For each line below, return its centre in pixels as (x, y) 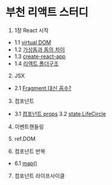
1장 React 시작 (31, 30)
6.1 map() (26, 163)
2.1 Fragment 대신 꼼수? (43, 88)
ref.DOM (25, 138)
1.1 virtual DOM (33, 42)
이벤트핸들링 (29, 126)
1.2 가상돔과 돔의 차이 (39, 50)
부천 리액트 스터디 (47, 12)
